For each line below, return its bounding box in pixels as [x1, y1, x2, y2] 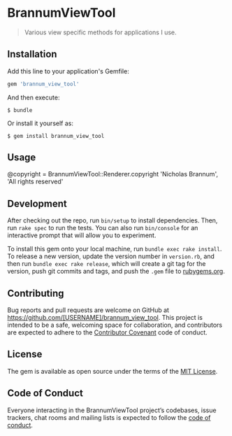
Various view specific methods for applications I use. [24, 28, 177, 36]
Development [7, 197, 68, 209]
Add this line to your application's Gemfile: [7, 66, 129, 75]
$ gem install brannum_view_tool [7, 132, 105, 139]
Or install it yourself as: [7, 119, 73, 127]
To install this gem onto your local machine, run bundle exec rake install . [7, 245, 222, 253]
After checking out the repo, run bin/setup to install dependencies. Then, [7, 216, 218, 225]
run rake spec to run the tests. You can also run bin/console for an [7, 224, 198, 232]
